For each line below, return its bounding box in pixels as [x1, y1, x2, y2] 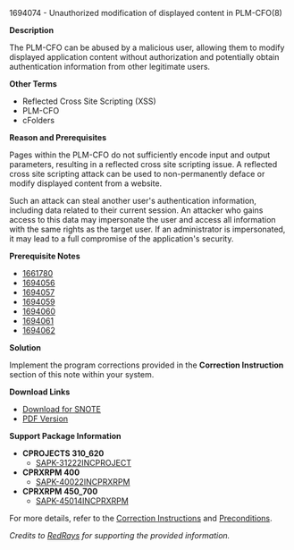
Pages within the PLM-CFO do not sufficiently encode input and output [9, 149, 271, 160]
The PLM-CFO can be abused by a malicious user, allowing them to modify [9, 42, 285, 53]
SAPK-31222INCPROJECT [35, 458, 132, 468]
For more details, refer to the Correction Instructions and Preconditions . [9, 513, 273, 523]
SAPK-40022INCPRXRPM [35, 477, 130, 487]
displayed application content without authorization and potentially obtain [9, 52, 280, 62]
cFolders [21, 115, 55, 125]
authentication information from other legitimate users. [9, 62, 211, 72]
